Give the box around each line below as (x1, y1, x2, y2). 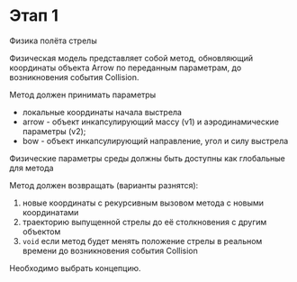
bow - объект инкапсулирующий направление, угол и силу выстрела (22, 135, 289, 146)
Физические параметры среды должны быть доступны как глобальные (9, 152, 285, 163)
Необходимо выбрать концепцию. (9, 262, 141, 273)
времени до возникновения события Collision (22, 245, 198, 256)
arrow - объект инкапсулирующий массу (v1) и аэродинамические (22, 116, 279, 127)
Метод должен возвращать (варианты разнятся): (9, 179, 199, 190)
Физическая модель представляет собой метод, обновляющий (9, 52, 254, 63)
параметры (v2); (22, 125, 86, 136)
